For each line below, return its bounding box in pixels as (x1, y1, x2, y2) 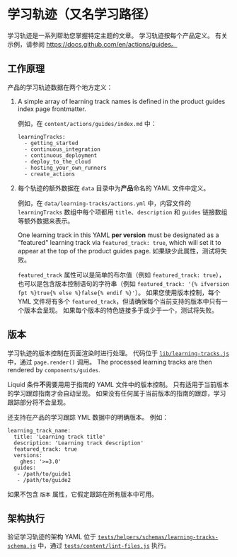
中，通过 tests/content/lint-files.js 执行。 (37, 541, 170, 550)
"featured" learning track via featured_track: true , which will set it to (17, 238, 221, 246)
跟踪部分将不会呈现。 (7, 398, 69, 406)
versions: (13, 452, 42, 459)
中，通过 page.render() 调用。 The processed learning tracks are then (7, 357, 212, 366)
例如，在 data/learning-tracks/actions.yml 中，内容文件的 (17, 199, 191, 207)
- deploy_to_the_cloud (24, 158, 91, 165)
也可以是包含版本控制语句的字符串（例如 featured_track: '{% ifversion (17, 279, 230, 287)
